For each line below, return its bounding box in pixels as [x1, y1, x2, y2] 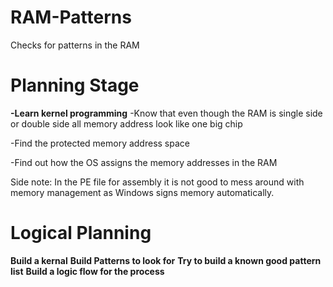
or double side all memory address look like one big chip [10, 117, 243, 130]
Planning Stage [10, 74, 140, 97]
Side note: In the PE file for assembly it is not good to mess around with [10, 176, 305, 188]
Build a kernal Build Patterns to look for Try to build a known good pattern [10, 254, 322, 266]
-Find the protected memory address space [10, 137, 190, 149]
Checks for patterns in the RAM [10, 39, 140, 51]
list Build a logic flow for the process [10, 265, 165, 277]
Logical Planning [10, 222, 152, 245]
